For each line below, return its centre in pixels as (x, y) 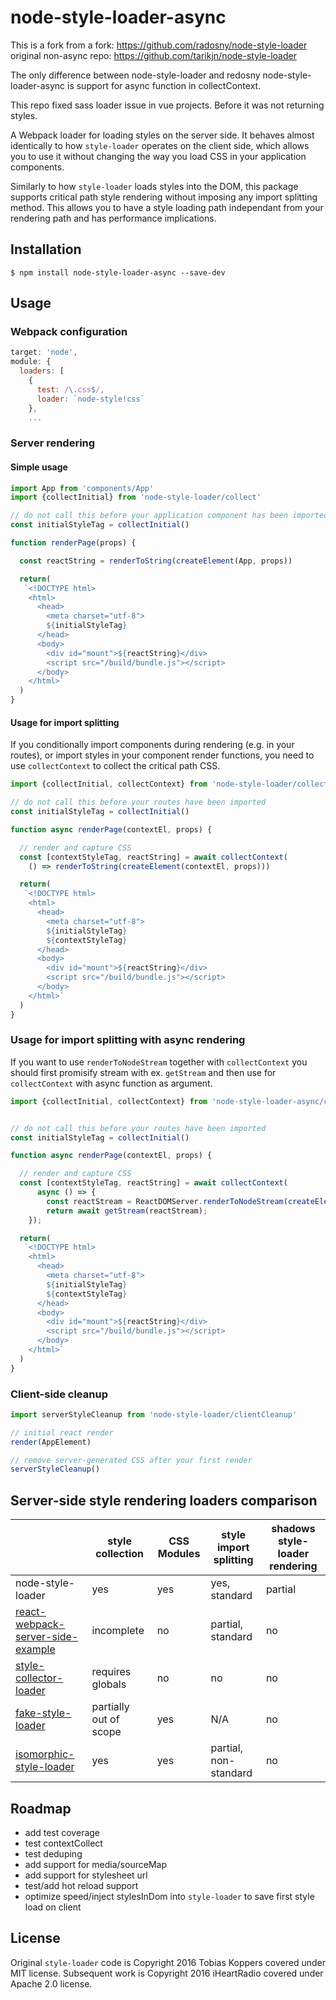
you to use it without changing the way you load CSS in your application (158, 156)
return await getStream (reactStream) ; (127, 1211)
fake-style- (43, 1713)
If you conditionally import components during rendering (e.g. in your (152, 745)
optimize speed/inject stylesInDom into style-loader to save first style (169, 1896)
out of (105, 1719)
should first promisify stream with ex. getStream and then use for (143, 1072)
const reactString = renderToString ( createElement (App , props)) (156, 561)
